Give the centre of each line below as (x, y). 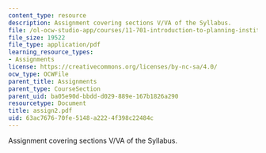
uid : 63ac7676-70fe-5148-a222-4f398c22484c (81, 118)
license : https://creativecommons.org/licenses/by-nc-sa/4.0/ (113, 67)
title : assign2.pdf (40, 111)
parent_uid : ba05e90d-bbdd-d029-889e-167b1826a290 (93, 96)
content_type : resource (47, 15)
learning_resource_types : (51, 52)
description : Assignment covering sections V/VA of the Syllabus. (120, 23)
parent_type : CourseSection (55, 89)
